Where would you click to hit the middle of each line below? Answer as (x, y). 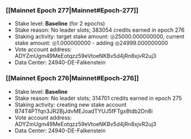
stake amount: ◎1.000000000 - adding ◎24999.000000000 (91, 43)
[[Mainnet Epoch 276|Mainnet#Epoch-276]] (72, 78)
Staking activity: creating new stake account (70, 104)
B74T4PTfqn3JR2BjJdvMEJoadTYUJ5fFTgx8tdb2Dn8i (84, 111)
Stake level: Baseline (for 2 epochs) (60, 24)
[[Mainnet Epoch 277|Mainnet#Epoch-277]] (72, 10)
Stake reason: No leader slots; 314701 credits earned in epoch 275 (98, 98)
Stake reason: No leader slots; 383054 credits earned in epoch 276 (99, 30)
